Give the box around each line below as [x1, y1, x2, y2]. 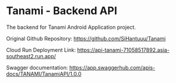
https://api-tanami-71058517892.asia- [77, 46, 170, 54]
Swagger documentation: [6, 64, 68, 71]
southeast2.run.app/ [6, 52, 56, 59]
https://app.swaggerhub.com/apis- [69, 64, 156, 71]
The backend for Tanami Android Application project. [6, 24, 136, 31]
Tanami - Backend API [6, 4, 118, 18]
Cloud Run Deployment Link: [6, 46, 76, 54]
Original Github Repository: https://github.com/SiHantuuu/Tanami [6, 35, 166, 42]
